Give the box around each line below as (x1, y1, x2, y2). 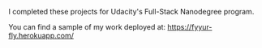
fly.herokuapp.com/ (8, 31, 75, 40)
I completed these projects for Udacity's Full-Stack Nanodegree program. (8, 7, 255, 16)
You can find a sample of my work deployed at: (8, 22, 166, 31)
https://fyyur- (167, 22, 213, 31)
